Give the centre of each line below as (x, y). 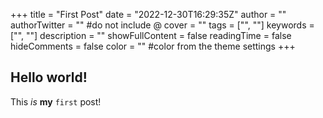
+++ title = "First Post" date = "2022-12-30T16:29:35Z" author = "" (148, 14)
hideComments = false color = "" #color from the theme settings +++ (153, 46)
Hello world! (49, 77)
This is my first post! (56, 101)
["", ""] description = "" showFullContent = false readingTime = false (151, 35)
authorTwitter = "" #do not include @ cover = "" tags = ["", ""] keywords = (162, 25)
